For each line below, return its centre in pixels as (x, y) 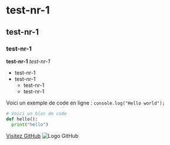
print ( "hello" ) (30, 124)
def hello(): (22, 119)
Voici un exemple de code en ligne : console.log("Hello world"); (86, 103)
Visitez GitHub (24, 136)
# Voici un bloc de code (36, 113)
